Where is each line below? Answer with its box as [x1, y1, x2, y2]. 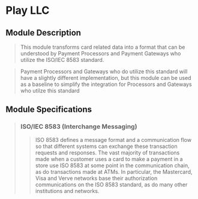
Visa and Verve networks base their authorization [35, 174, 158, 182]
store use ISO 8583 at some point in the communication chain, [35, 162, 190, 169]
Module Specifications [5, 105, 92, 115]
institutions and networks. [35, 187, 100, 194]
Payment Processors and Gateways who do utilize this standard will [20, 68, 188, 75]
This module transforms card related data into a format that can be [20, 43, 185, 51]
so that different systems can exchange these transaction [35, 142, 178, 150]
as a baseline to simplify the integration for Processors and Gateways [20, 81, 193, 88]
